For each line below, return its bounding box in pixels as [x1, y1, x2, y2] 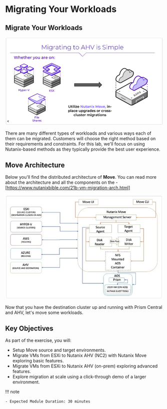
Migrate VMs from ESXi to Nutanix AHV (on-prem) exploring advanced [12, 363, 158, 369]
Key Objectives [5, 324, 53, 332]
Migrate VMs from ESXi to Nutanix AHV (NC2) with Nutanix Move [12, 352, 146, 358]
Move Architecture [5, 161, 65, 169]
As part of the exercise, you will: [5, 337, 71, 343]
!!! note [5, 389, 20, 395]
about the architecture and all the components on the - [5, 179, 118, 186]
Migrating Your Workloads [5, 4, 116, 15]
